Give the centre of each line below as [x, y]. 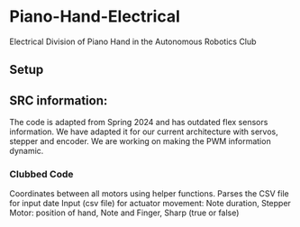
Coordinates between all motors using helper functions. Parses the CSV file [150, 194]
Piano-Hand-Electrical [95, 17]
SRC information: [59, 100]
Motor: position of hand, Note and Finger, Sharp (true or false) [124, 213]
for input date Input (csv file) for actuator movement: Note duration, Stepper [150, 204]
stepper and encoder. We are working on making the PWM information [141, 141]
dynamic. [27, 151]
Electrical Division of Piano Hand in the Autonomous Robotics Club [133, 41]
